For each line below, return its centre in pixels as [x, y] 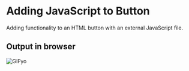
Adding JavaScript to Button [78, 11]
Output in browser [41, 47]
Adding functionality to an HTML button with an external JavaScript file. [95, 28]
